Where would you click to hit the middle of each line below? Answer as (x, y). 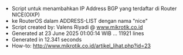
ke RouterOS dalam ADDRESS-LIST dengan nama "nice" (79, 21)
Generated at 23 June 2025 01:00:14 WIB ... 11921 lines (78, 33)
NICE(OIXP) (26, 15)
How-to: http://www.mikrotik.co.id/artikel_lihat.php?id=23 (81, 46)
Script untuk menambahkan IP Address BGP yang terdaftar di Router (94, 8)
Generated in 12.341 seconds (47, 39)
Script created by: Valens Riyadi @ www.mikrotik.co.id (77, 27)
